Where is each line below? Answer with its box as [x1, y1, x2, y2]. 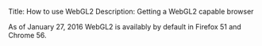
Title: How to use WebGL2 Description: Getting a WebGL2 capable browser [8, 7, 254, 16]
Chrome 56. [8, 31, 47, 40]
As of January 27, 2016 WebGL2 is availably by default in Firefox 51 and [8, 22, 242, 31]
